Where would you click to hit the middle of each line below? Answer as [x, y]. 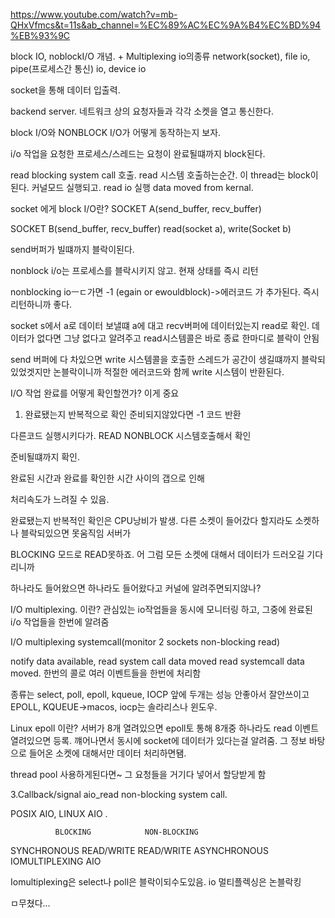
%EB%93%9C [40, 35]
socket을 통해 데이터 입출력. [65, 90]
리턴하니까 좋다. [41, 304]
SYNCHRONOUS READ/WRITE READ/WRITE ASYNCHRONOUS [139, 850]
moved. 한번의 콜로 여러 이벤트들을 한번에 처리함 [106, 673]
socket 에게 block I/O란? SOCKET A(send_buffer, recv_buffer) [136, 208]
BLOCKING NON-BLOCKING [126, 832]
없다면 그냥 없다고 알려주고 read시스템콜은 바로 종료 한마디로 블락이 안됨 [178, 338]
